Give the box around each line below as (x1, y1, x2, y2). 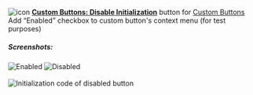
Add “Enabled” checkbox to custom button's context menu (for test (8, 16, 226, 25)
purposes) (8, 24, 42, 33)
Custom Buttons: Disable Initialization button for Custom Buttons (31, 8, 245, 16)
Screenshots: (8, 42, 53, 51)
